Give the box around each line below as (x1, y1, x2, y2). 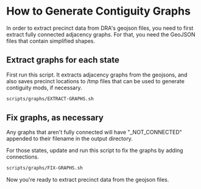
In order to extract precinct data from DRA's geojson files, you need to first (6, 24, 194, 32)
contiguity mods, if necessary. (6, 84, 82, 91)
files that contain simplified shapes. (6, 37, 96, 44)
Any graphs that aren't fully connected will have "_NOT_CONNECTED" (6, 129, 183, 136)
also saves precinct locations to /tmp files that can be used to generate (6, 77, 185, 84)
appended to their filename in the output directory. (6, 135, 133, 142)
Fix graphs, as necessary (6, 112, 104, 123)
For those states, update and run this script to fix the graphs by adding (6, 147, 184, 154)
